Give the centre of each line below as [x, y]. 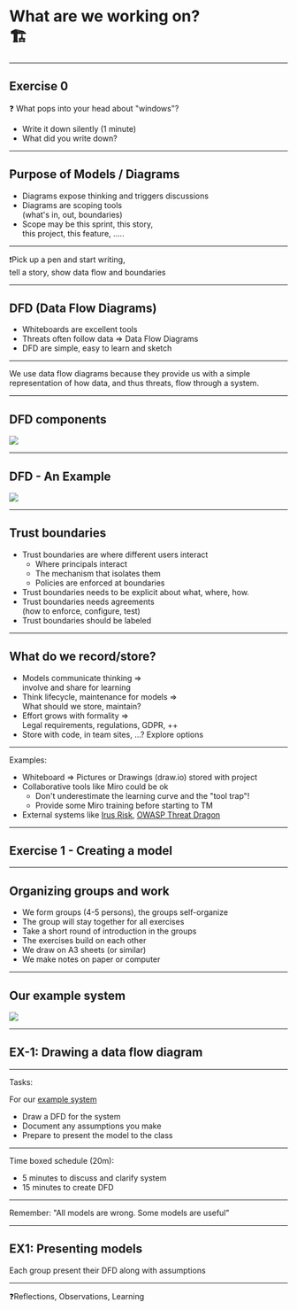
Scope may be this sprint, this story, [87, 224]
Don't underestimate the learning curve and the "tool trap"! [142, 795]
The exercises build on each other [84, 941]
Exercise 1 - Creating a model [91, 851]
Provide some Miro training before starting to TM [124, 805]
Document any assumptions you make [91, 1126]
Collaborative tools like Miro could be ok [95, 787]
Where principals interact [81, 563]
